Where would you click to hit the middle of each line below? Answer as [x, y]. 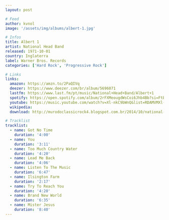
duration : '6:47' [32, 172]
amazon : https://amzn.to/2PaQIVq [45, 84]
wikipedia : [21, 107]
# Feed [12, 19]
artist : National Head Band [35, 47]
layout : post [19, 10]
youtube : [19, 102]
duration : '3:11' [32, 144]
